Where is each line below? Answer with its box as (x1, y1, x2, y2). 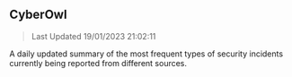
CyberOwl (9, 7, 67, 22)
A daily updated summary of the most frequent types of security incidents (9, 48, 284, 59)
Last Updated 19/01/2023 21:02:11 (31, 30, 156, 41)
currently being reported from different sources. (9, 57, 187, 68)
